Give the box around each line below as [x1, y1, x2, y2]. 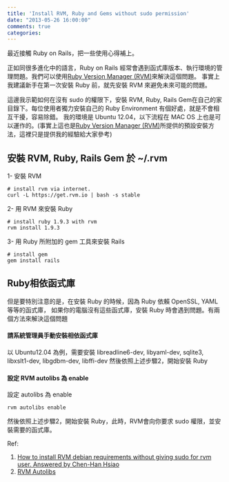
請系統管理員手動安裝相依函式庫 [7, 332, 98, 340]
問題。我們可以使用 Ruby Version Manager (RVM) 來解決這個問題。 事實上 [12, 72, 220, 81]
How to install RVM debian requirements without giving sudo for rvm [17, 453, 212, 461]
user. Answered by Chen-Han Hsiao [17, 460, 119, 469]
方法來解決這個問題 [12, 314, 68, 323]
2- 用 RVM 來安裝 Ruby [7, 205, 73, 213]
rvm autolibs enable [7, 404, 67, 411]
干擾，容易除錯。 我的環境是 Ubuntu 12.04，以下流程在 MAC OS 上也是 [12, 113, 215, 121]
